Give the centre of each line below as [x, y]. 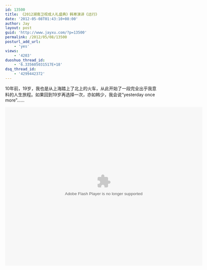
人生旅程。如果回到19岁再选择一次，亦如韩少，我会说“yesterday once [84, 95]
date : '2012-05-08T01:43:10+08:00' [42, 19]
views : [12, 51]
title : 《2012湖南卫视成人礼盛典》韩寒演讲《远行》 [52, 14]
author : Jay [17, 23]
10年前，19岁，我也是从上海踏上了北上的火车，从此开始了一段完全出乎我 [79, 88]
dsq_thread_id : [21, 69]
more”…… [15, 100]
